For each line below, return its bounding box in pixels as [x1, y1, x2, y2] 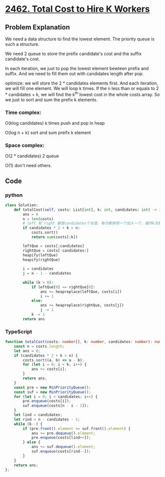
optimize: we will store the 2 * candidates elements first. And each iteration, [5, 80, 159, 86]
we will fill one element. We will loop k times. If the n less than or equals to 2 [5, 85, 159, 91]
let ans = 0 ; [14, 348, 41, 353]
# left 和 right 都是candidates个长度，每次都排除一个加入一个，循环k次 [23, 221, 158, 226]
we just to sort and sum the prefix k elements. [5, 97, 98, 103]
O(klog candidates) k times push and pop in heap [5, 120, 105, 126]
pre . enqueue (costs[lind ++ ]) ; [31, 435, 91, 440]
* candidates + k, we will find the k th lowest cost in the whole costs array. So [5, 91, 160, 97]
